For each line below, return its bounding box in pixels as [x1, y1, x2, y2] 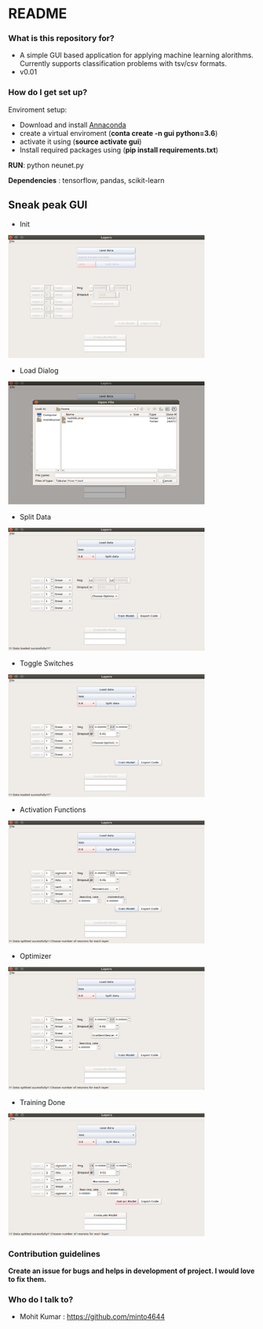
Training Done [19, 1097, 65, 1107]
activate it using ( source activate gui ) [19, 137, 142, 146]
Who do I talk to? [8, 1294, 74, 1305]
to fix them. [8, 1274, 47, 1283]
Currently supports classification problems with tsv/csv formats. [19, 59, 228, 68]
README [8, 5, 68, 23]
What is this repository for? [8, 33, 115, 44]
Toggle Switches [19, 658, 74, 668]
